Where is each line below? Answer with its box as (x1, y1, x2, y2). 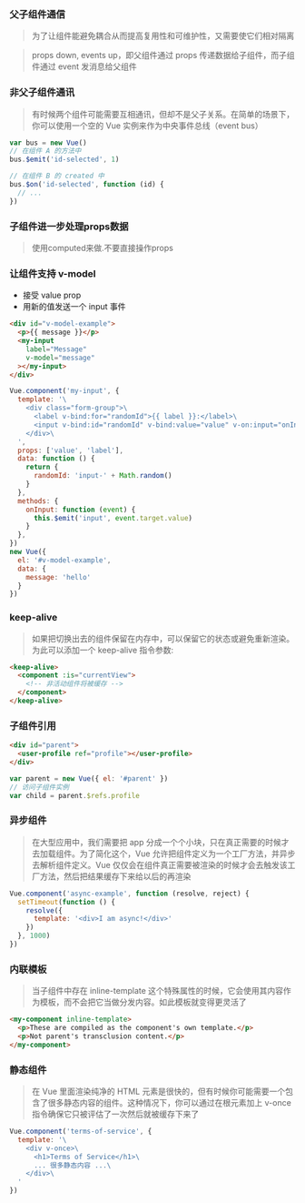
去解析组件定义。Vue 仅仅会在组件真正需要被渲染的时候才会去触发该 (31, 859, 288, 870)
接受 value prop (22, 289, 82, 301)
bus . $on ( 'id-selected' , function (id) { (9, 180, 165, 189)
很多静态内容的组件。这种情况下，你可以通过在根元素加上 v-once (47, 1097, 292, 1108)
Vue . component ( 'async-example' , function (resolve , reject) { (9, 889, 250, 898)
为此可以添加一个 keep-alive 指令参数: (31, 644, 174, 655)
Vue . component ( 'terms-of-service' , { (9, 1127, 152, 1137)
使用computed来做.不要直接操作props (31, 243, 174, 254)
